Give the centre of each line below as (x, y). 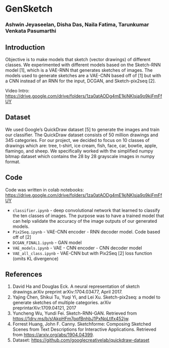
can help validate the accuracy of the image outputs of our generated (85, 221)
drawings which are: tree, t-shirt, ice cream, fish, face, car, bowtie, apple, (81, 145)
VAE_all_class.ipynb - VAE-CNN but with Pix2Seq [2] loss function (82, 253)
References (24, 274)
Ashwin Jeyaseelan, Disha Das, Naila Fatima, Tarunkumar (77, 25)
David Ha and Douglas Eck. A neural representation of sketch (76, 286)
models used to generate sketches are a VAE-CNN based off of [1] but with (83, 75)
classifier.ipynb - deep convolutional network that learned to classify (86, 210)
